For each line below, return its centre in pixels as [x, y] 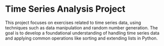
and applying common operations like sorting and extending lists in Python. [82, 38]
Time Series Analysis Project [65, 9]
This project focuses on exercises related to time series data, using [73, 23]
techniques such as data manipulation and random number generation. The [82, 27]
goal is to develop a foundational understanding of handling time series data [82, 33]
